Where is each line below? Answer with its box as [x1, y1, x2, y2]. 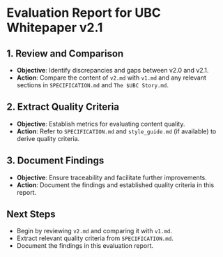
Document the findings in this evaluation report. [16, 242, 154, 250]
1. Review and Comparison [6, 47, 124, 59]
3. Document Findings [6, 155, 105, 167]
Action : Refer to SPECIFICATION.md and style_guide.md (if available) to [16, 127, 217, 135]
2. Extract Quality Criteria [6, 101, 120, 113]
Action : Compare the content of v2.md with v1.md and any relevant [16, 73, 206, 82]
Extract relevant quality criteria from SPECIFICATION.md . [16, 234, 174, 242]
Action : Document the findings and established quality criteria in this [16, 180, 215, 189]
